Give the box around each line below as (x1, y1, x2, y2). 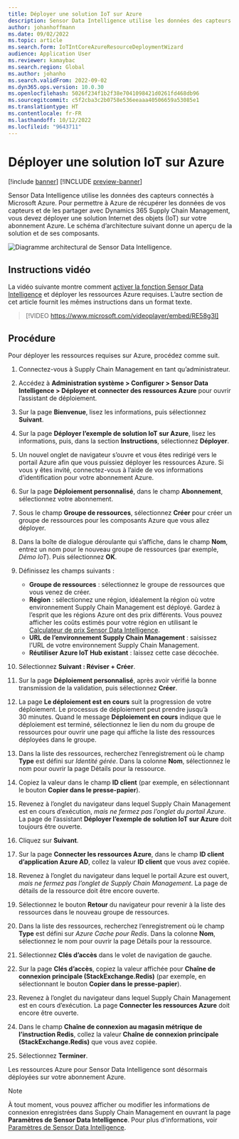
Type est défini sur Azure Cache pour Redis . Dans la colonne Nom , (18, 929, 216, 938)
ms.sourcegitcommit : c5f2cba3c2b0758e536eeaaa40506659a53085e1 (8, 97, 200, 104)
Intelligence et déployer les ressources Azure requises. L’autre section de (8, 290, 223, 299)
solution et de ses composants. (8, 229, 100, 237)
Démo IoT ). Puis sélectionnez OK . (18, 553, 117, 561)
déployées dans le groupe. (18, 735, 97, 744)
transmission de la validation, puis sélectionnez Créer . (18, 684, 178, 693)
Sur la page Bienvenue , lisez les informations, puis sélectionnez (18, 408, 207, 417)
